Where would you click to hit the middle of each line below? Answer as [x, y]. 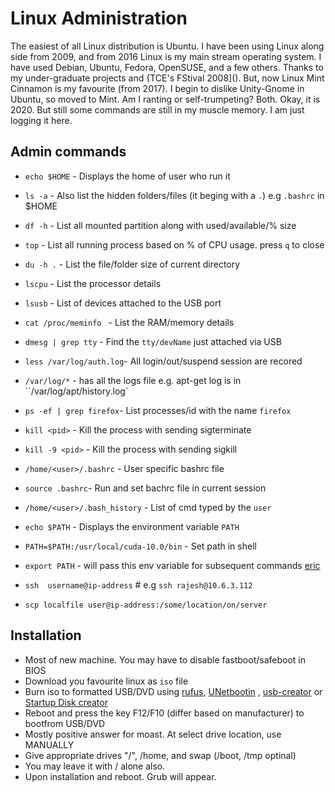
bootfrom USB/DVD [65, 723]
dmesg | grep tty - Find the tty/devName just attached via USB [153, 341]
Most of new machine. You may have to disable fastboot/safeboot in [165, 659]
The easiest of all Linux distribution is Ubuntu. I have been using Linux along [167, 46]
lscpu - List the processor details [93, 283]
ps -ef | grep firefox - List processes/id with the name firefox [158, 410]
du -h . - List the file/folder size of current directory [132, 264]
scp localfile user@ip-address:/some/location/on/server [146, 605]
